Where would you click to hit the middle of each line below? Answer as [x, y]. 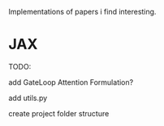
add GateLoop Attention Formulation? [71, 82]
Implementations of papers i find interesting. [82, 12]
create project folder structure [59, 113]
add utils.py [28, 98]
